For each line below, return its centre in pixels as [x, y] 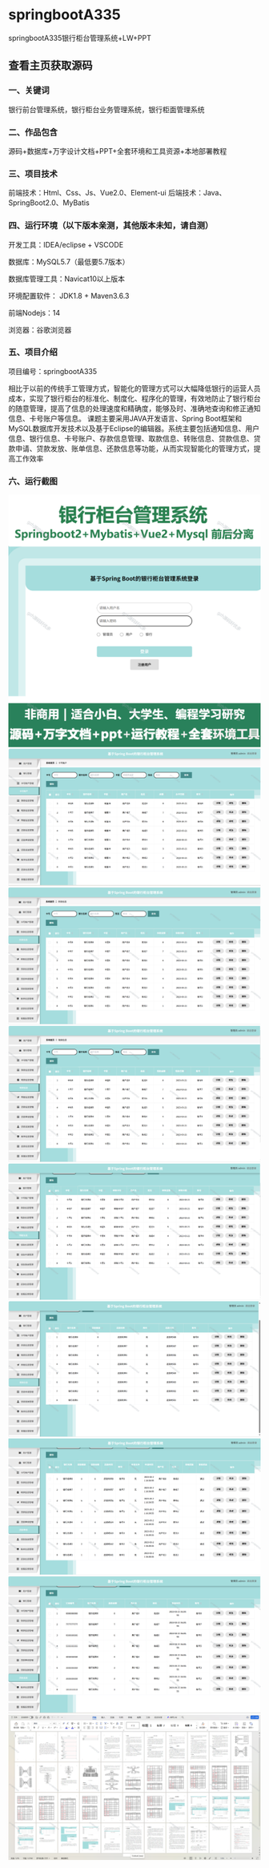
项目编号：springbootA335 [53, 371]
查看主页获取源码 [50, 66]
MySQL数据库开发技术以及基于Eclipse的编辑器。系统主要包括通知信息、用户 [134, 428]
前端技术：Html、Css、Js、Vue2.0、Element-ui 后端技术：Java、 [117, 193]
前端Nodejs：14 [34, 312]
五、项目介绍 [33, 352]
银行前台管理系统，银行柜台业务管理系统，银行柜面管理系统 [106, 109]
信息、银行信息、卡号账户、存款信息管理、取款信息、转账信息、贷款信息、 [131, 438]
